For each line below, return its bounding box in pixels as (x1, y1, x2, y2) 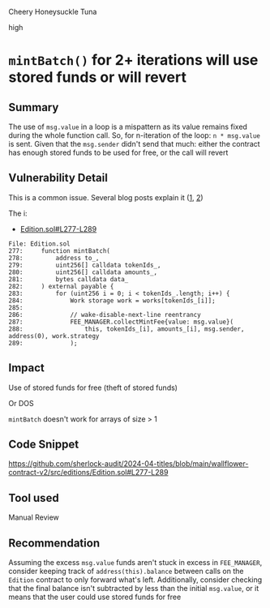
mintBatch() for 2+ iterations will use (8, 51, 259, 70)
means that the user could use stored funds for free (8, 592, 182, 602)
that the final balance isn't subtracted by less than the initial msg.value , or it (8, 584, 259, 593)
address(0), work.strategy (8, 332, 100, 340)
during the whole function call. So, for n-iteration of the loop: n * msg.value (8, 131, 261, 140)
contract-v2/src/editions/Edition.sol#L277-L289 (8, 468, 169, 477)
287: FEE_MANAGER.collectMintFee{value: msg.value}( (8, 318, 234, 326)
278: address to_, (8, 254, 100, 262)
